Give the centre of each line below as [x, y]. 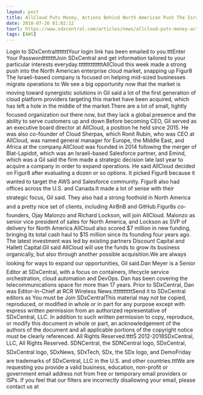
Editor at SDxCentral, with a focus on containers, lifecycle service [88, 272]
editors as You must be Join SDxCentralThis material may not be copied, [96, 298]
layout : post [23, 12]
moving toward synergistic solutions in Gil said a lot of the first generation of [101, 93]
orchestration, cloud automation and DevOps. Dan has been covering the [97, 278]
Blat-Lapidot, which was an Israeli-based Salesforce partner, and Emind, [96, 153]
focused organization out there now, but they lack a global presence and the [101, 115]
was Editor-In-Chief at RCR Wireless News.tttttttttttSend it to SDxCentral [96, 292]
